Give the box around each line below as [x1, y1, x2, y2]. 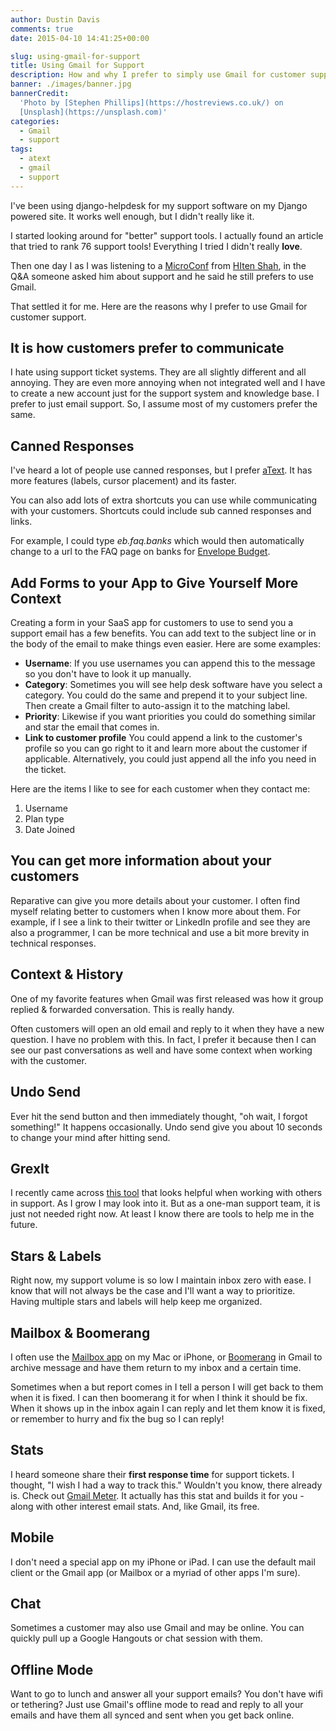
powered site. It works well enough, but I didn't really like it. [10, 210, 255, 222]
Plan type [24, 813, 65, 825]
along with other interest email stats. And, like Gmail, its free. [10, 1500, 260, 1512]
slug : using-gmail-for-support [10, 51, 141, 61]
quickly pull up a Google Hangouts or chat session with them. [10, 1632, 263, 1645]
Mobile [10, 1529, 55, 1546]
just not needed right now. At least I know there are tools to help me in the [10, 1208, 315, 1220]
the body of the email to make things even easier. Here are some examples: [10, 638, 321, 650]
